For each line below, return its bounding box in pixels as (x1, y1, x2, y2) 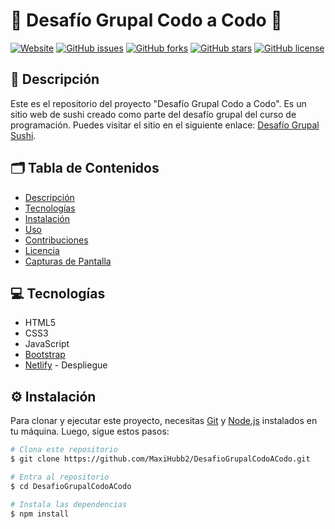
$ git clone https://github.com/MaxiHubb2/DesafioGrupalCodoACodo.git (10, 454, 311, 464)
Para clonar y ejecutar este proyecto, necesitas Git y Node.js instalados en (10, 415, 318, 427)
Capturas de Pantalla (24, 255, 112, 267)
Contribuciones (24, 234, 89, 246)
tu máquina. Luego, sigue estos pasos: (10, 425, 170, 438)
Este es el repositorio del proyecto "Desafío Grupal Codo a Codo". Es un (10, 97, 307, 109)
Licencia (24, 244, 60, 256)
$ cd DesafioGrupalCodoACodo (10, 481, 132, 491)
